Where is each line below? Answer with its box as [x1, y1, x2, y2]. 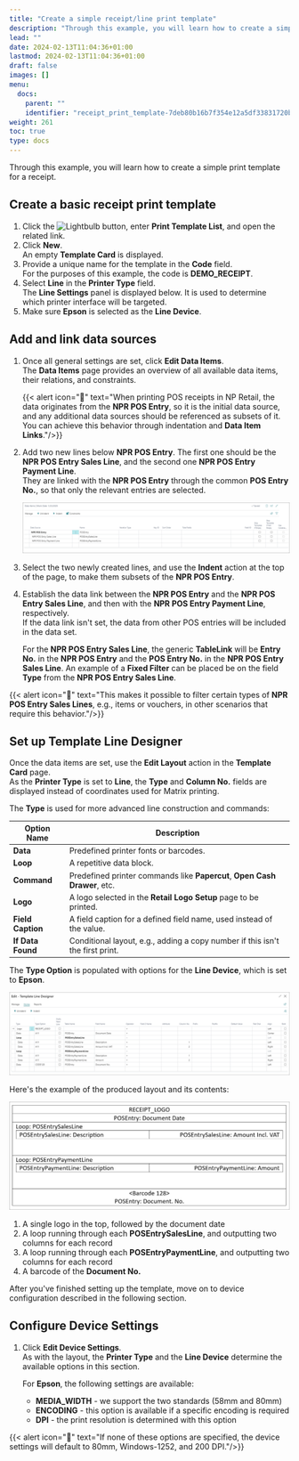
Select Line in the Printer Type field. [21, 277, 156, 288]
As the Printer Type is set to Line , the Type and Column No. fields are [9, 776, 267, 787]
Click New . [21, 239, 63, 250]
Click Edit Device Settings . [21, 1342, 122, 1352]
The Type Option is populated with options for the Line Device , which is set [9, 964, 287, 975]
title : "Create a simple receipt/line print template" [9, 14, 217, 23]
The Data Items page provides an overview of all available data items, [21, 365, 279, 376]
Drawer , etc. [69, 880, 116, 890]
